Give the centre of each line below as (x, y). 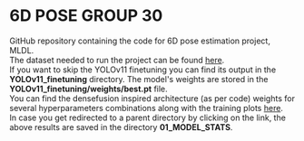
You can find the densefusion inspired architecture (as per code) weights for (152, 98)
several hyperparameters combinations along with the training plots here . (147, 108)
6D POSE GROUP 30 (86, 16)
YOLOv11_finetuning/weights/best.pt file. (88, 89)
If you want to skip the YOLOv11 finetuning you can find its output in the (143, 70)
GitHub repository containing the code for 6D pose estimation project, (140, 41)
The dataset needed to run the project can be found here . (117, 60)
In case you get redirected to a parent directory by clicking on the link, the (147, 117)
